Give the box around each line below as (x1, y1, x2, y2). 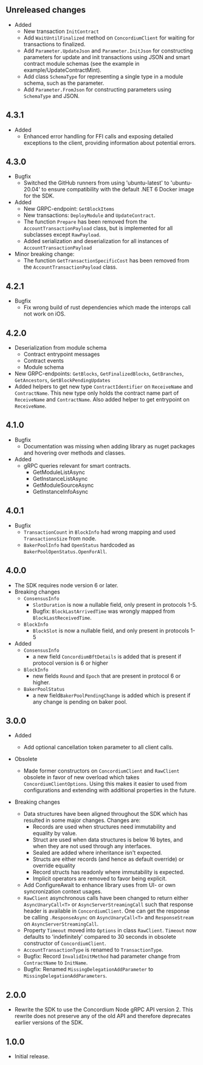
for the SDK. (23, 192, 55, 200)
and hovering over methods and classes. (23, 449, 126, 456)
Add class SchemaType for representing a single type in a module (23, 73, 184, 80)
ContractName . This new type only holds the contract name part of (14, 389, 179, 397)
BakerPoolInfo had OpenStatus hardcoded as (23, 541, 135, 548)
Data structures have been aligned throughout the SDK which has (23, 810, 188, 818)
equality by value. (32, 830, 77, 837)
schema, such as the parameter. (23, 79, 105, 87)
